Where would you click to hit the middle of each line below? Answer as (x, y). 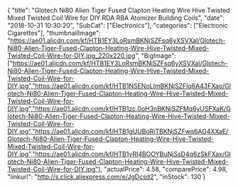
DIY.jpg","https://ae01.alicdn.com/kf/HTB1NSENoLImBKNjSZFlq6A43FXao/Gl (119, 86)
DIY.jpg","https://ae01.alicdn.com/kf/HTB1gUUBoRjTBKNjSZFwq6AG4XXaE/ (118, 131)
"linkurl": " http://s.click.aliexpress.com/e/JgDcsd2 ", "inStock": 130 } (107, 177)
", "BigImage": (155, 56)
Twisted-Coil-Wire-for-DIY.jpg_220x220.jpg (71, 56)
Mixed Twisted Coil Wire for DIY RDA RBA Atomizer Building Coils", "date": (116, 18)
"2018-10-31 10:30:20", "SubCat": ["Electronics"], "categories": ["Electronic (118, 25)
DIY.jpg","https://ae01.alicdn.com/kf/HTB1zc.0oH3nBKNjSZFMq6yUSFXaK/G (119, 109)
